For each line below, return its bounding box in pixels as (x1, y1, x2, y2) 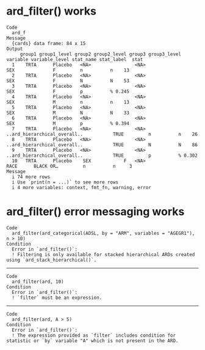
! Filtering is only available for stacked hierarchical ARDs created (12, 251, 195, 257)
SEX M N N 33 (6, 110, 130, 116)
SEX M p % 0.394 (6, 120, 130, 126)
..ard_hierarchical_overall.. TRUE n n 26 (6, 131, 198, 137)
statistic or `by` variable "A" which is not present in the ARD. (6, 337, 179, 344)
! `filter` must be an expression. (12, 295, 103, 301)
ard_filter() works (6, 4, 96, 18)
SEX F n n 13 (6, 67, 130, 73)
